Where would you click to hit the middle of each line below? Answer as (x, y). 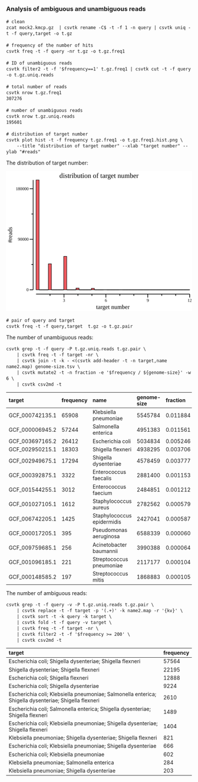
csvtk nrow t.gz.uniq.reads (41, 117)
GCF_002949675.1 (33, 461)
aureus (101, 507)
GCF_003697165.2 (33, 441)
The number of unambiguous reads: (50, 337)
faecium (102, 493)
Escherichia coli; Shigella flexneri (49, 678)
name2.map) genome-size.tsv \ (43, 367)
